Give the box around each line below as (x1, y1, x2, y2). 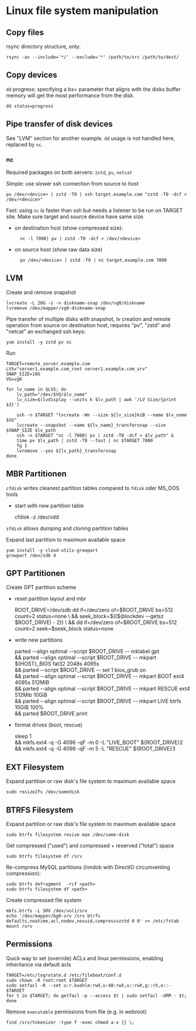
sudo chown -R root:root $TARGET (6, 977, 88, 983)
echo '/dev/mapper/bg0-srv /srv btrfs (6, 913, 101, 919)
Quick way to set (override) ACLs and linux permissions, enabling (6, 954, 164, 961)
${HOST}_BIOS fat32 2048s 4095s (14, 660, 99, 667)
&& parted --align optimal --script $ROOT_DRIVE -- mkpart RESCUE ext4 (14, 685, 190, 692)
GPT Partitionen (6, 568, 66, 578)
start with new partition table (14, 502, 84, 509)
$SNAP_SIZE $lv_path (6, 427, 57, 433)
